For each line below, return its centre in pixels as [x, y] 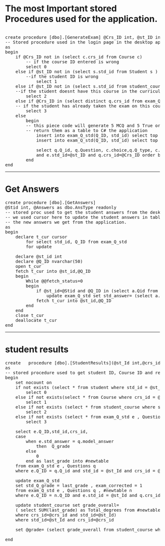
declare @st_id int [39, 256]
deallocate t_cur [36, 320]
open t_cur [28, 266]
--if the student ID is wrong [62, 76]
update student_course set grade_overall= [67, 505]
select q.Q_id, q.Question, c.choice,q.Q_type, [95, 150]
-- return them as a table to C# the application [87, 130]
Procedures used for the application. [82, 19]
